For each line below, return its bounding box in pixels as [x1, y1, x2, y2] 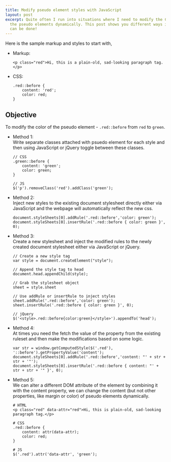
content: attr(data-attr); [22, 429, 79, 435]
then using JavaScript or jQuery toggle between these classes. [12, 145, 145, 151]
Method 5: [12, 377, 35, 383]
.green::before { [12, 159, 50, 164]
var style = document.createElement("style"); [12, 258, 113, 263]
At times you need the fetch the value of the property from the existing [12, 330, 161, 336]
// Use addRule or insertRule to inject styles [12, 294, 116, 299]
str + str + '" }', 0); [12, 367, 64, 373]
